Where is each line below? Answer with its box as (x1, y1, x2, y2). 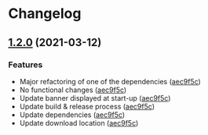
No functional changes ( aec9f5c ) (19, 85, 127, 94)
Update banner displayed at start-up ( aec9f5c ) (19, 93, 171, 102)
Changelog (8, 5, 82, 23)
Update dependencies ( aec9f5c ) (19, 110, 126, 119)
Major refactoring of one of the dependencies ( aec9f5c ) (19, 76, 202, 86)
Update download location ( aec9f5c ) (19, 118, 139, 127)
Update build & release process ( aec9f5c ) (19, 101, 155, 111)
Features (8, 59, 43, 70)
